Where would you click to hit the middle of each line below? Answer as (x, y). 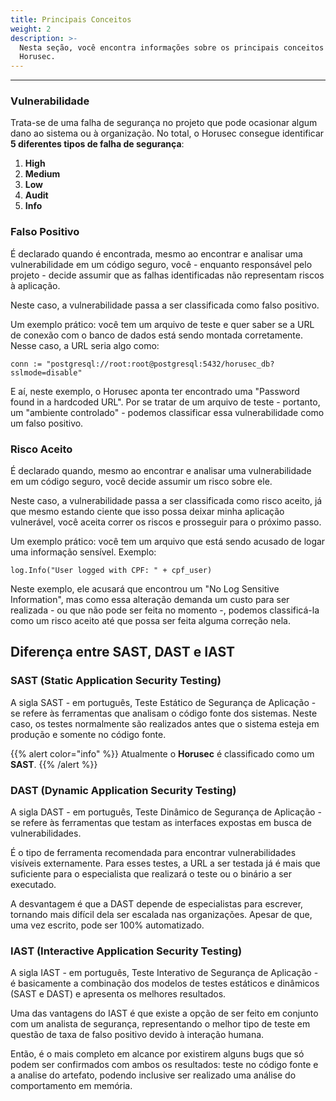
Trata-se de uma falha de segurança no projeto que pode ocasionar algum (164, 123)
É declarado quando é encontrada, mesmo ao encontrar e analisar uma (156, 253)
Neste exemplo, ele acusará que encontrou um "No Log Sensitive (145, 589)
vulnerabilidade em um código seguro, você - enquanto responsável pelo (161, 264)
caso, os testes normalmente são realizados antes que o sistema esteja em (165, 723)
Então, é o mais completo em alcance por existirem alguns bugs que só (157, 1054)
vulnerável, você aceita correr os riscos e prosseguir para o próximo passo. (166, 522)
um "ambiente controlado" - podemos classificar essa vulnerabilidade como (167, 412)
